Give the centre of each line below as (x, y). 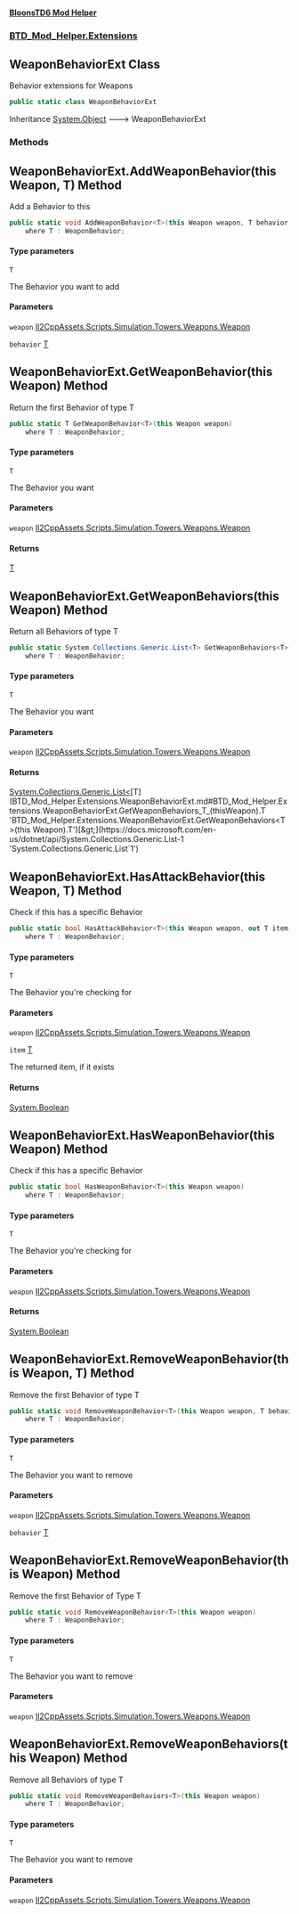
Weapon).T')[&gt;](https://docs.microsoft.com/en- (124, 830)
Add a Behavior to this (50, 206)
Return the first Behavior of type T (72, 407)
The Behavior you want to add (65, 286)
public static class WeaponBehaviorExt (83, 102)
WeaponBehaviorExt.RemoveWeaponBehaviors (145, 1744)
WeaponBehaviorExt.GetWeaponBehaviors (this (144, 596)
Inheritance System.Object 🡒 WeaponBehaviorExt (108, 119)
